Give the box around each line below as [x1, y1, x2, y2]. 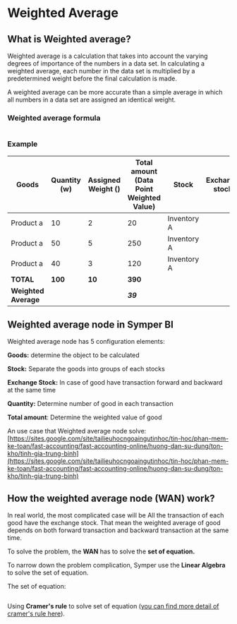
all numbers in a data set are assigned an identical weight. [7, 95, 176, 104]
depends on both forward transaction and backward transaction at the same [7, 526, 229, 534]
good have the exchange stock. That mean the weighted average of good [7, 519, 221, 527]
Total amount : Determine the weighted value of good [7, 413, 162, 421]
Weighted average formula [7, 113, 101, 123]
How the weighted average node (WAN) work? [7, 492, 215, 504]
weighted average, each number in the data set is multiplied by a [7, 67, 195, 75]
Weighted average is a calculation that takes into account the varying [7, 52, 208, 60]
